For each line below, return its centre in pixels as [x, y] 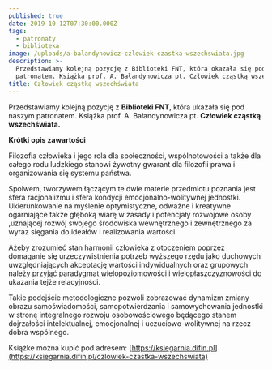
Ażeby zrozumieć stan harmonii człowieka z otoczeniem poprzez [117, 247]
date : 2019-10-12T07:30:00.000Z [63, 24]
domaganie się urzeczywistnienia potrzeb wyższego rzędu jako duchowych [135, 255]
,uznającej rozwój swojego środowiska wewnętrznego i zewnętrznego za [130, 223]
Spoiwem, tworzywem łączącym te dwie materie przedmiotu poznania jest [132, 188]
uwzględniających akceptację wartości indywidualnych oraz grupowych [128, 264]
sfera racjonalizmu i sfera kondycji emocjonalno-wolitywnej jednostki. [125, 197]
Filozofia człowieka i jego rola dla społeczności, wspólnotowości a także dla [135, 156]
